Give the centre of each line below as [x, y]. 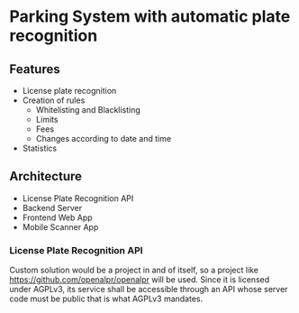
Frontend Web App [57, 217]
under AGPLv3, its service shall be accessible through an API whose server [149, 290]
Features [35, 69]
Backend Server [52, 207]
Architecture [46, 176]
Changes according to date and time [104, 138]
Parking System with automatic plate [150, 17]
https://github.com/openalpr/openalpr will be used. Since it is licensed [140, 280]
